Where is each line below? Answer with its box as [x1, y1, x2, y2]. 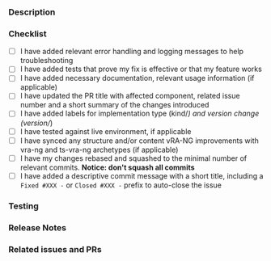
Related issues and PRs [8, 243, 103, 255]
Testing [8, 200, 39, 212]
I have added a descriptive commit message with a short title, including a [19, 170, 264, 180]
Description [8, 6, 56, 18]
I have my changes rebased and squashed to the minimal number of [19, 153, 248, 163]
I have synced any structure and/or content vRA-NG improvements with [19, 136, 259, 145]
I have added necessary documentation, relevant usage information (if [19, 74, 255, 83]
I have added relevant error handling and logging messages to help [19, 47, 244, 57]
